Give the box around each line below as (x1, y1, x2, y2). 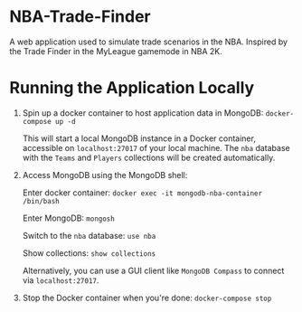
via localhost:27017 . (22, 274, 99, 286)
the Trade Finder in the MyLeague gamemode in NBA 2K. (9, 45, 223, 56)
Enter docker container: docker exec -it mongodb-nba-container (22, 187, 263, 198)
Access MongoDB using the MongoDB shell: (22, 169, 188, 180)
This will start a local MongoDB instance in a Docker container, (22, 133, 256, 144)
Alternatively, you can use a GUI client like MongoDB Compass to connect (22, 265, 285, 276)
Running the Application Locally (9, 78, 255, 99)
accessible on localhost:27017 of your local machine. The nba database (22, 142, 291, 153)
